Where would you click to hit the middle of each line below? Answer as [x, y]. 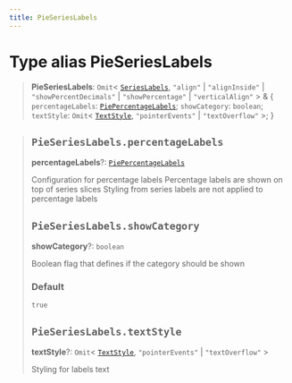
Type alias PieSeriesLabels [111, 61]
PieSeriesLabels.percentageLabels [127, 142]
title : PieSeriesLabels [54, 17]
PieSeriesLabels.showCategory [115, 226]
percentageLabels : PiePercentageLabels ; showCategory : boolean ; [147, 106]
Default [47, 287]
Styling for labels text [70, 370]
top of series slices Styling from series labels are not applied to [147, 190]
